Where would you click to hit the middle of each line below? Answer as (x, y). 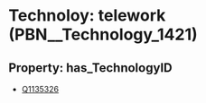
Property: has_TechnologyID (90, 68)
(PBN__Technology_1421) (103, 34)
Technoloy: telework (87, 16)
